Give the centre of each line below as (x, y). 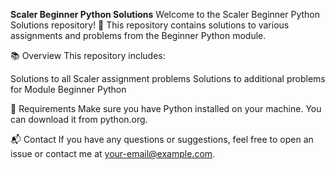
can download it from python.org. (79, 119)
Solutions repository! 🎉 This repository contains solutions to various (150, 25)
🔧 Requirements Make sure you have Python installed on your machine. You (166, 108)
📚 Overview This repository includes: (88, 55)
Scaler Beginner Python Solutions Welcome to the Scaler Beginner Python (165, 14)
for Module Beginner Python (68, 89)
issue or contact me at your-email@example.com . (113, 153)
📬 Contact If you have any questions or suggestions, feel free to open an (162, 139)
